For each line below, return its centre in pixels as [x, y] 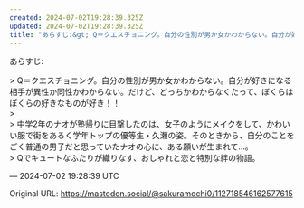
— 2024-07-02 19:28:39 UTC [64, 176]
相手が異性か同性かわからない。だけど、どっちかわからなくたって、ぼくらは [152, 92]
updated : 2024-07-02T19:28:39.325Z [76, 26]
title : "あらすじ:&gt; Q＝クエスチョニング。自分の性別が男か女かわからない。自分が [151, 34]
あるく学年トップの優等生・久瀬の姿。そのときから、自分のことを [171, 136]
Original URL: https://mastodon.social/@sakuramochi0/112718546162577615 [151, 194]
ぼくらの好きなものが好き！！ [65, 103]
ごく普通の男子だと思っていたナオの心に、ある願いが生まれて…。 [131, 147]
